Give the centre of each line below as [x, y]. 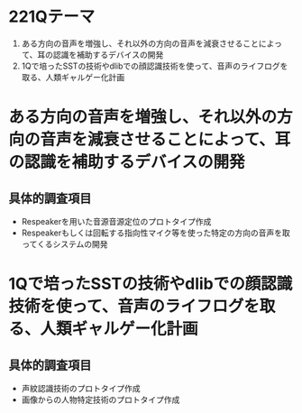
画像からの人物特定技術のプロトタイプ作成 [101, 399]
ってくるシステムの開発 [64, 243]
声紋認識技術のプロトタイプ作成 [81, 388]
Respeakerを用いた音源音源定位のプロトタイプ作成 [116, 221]
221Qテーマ [52, 17]
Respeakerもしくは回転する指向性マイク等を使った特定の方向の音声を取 [156, 233]
